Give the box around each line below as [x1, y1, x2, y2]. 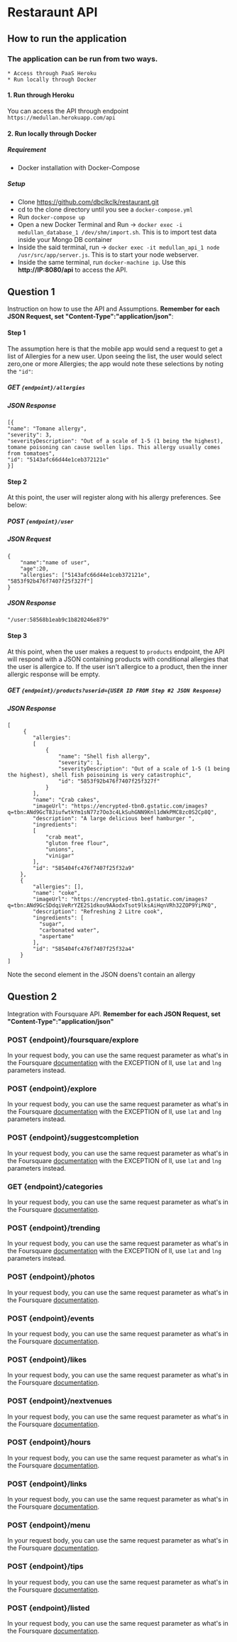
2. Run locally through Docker [7, 129, 97, 138]
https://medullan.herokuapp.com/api [7, 114, 116, 121]
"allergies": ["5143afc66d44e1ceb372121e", [20, 571, 151, 578]
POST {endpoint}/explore [7, 1084, 97, 1093]
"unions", [45, 846, 75, 854]
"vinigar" [45, 852, 75, 859]
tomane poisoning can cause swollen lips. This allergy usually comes [7, 443, 221, 451]
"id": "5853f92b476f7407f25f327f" [57, 778, 160, 785]
